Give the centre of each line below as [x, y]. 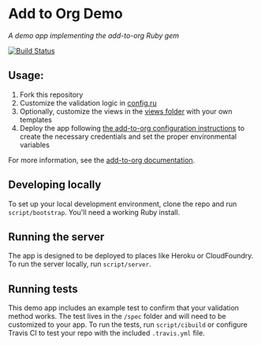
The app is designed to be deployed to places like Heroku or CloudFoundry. [131, 256]
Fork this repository [51, 95]
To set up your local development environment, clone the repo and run [123, 204]
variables [34, 145]
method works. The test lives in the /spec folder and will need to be [117, 317]
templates [36, 120]
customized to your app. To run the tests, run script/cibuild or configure [128, 325]
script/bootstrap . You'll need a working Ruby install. [94, 212]
